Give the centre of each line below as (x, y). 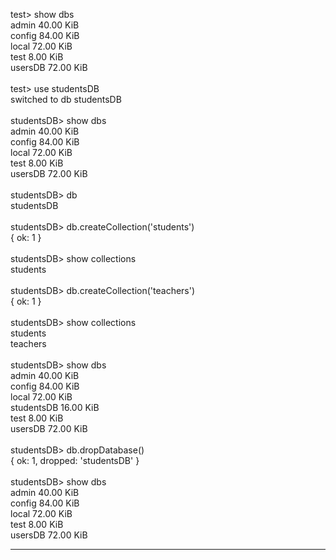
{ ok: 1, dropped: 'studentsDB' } (75, 460)
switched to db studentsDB (66, 99)
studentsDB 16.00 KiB (55, 407)
